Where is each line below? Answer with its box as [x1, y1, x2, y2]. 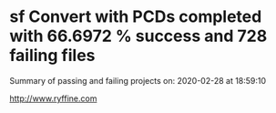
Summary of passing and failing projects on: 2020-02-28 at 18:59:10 [9, 75, 267, 86]
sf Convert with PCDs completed [9, 6, 262, 27]
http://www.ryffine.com [9, 93, 97, 104]
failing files [9, 46, 96, 66]
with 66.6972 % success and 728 [9, 26, 268, 46]
